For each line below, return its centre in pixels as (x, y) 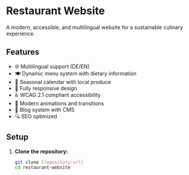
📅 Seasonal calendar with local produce (63, 82)
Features (23, 52)
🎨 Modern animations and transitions (59, 103)
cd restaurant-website (42, 168)
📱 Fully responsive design (46, 88)
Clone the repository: (41, 151)
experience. (21, 33)
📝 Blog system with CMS (44, 109)
